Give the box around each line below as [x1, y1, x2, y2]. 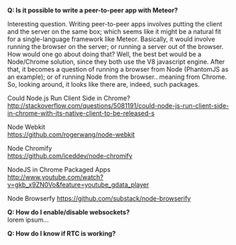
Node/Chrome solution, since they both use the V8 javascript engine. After [7, 58, 225, 66]
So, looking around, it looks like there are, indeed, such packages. [7, 80, 200, 88]
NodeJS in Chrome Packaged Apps [7, 165, 111, 173]
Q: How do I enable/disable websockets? [7, 208, 130, 216]
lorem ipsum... [7, 216, 50, 224]
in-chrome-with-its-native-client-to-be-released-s [7, 109, 154, 117]
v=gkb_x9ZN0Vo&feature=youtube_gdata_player [7, 180, 150, 189]
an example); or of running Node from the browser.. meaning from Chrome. [7, 72, 227, 81]
